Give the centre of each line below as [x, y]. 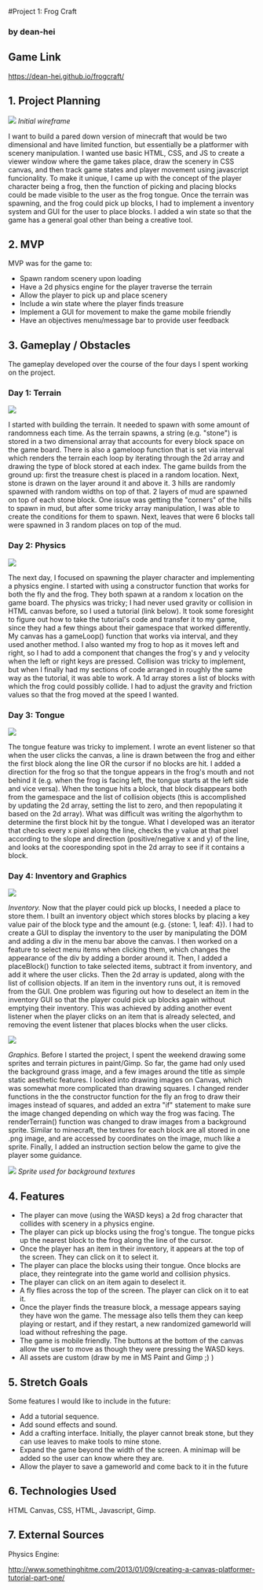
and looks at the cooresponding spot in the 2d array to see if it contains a [126, 847]
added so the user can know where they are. [92, 1458]
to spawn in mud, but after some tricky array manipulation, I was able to [124, 508]
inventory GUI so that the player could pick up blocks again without [117, 1000]
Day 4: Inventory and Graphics [68, 875]
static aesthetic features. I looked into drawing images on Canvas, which [125, 1080]
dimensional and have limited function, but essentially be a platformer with [128, 144]
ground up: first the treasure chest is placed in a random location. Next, [124, 475]
